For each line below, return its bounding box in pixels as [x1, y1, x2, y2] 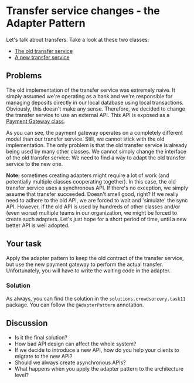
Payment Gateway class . [6, 118, 66, 125]
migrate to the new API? [14, 352, 73, 359]
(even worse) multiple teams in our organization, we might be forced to [6, 209, 178, 216]
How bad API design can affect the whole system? [14, 340, 137, 347]
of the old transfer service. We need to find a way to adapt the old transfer [6, 154, 186, 161]
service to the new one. [6, 160, 63, 167]
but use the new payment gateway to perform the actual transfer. [6, 261, 164, 268]
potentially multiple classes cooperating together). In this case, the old [6, 178, 176, 185]
